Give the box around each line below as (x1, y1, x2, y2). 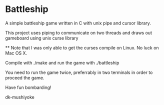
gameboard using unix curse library (5, 35, 78, 41)
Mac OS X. (5, 50, 27, 56)
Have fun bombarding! (5, 84, 51, 90)
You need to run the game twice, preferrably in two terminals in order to (5, 69, 153, 75)
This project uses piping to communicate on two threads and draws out (5, 29, 152, 35)
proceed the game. (5, 74, 44, 80)
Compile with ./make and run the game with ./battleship (5, 59, 119, 65)
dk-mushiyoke (5, 94, 35, 100)
